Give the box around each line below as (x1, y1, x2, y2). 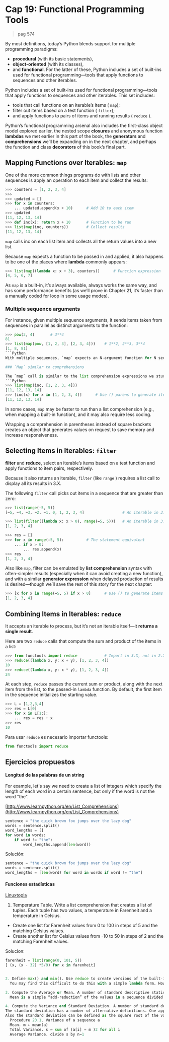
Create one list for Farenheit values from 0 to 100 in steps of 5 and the (12, 923, 158, 929)
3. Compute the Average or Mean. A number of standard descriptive (5, 990, 150, 995)
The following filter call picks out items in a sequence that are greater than (5, 490, 163, 496)
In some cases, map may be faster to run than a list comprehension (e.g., (5, 406, 154, 412)
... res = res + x (14, 716, 53, 721)
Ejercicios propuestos (5, 757, 75, 766)
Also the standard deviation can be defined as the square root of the (5, 1013, 158, 1018)
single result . (5, 629, 34, 635)
